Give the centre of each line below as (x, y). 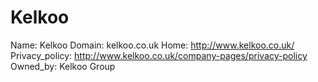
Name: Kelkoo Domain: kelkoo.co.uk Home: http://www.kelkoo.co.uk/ (152, 45)
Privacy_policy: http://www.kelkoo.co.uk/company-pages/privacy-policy (159, 55)
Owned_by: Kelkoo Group (63, 66)
